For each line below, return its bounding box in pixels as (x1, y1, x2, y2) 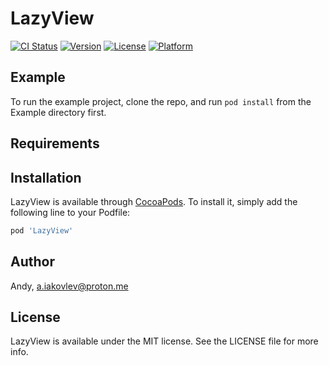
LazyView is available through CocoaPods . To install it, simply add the (10, 195, 298, 207)
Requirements (10, 135, 100, 152)
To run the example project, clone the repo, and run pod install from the (10, 95, 312, 107)
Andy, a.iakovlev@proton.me (10, 280, 129, 292)
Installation (10, 169, 82, 186)
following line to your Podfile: (10, 206, 131, 218)
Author (10, 253, 55, 271)
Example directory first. (10, 106, 107, 118)
